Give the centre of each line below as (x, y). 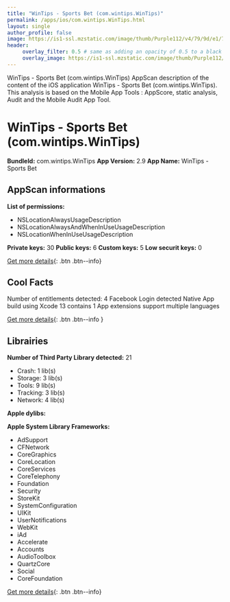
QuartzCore (34, 564)
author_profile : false (39, 33)
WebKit (27, 528)
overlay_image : (44, 58)
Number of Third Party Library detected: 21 (69, 358)
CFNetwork (33, 448)
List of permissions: (36, 206)
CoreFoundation (40, 579)
